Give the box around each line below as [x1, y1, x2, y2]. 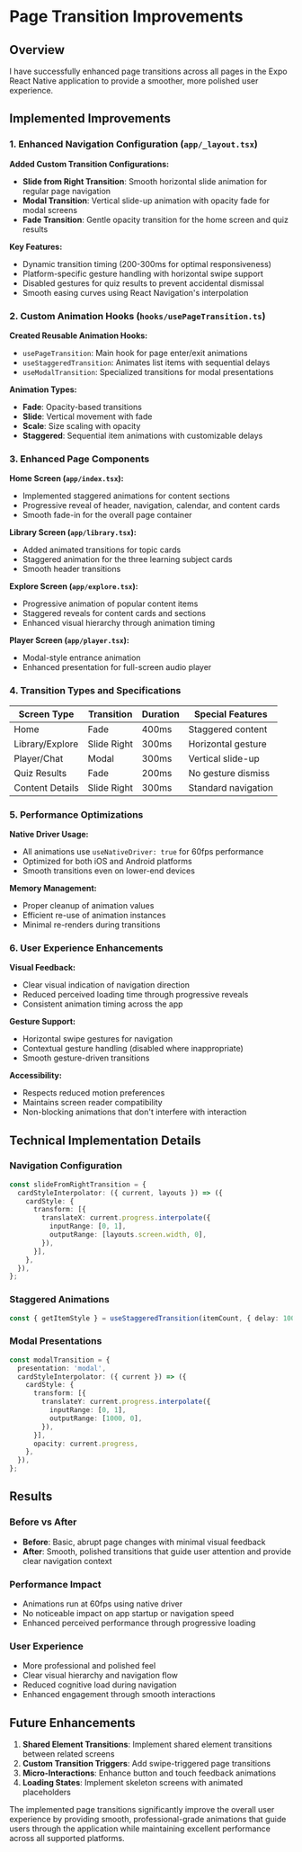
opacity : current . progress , [32, 1439, 139, 1448]
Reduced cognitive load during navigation [22, 1679, 177, 1690]
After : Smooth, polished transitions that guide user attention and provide [22, 1545, 292, 1557]
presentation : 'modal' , [17, 1364, 106, 1373]
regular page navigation [22, 185, 111, 196]
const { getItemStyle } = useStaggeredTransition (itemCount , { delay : [9, 1313, 280, 1323]
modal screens [22, 204, 78, 215]
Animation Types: [9, 384, 77, 395]
